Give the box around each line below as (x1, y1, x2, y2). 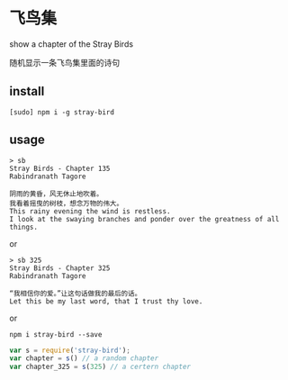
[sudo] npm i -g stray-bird (9, 107, 115, 117)
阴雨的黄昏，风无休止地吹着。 (9, 189, 103, 198)
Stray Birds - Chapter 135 (9, 164, 111, 173)
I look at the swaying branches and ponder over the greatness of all (9, 214, 280, 223)
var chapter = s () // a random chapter (9, 354, 159, 363)
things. (9, 222, 39, 231)
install (9, 84, 45, 99)
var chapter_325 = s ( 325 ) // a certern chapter (9, 362, 192, 372)
